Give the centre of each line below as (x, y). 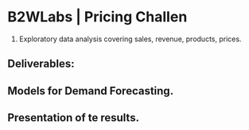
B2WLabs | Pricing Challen (97, 17)
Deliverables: (41, 64)
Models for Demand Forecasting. (91, 91)
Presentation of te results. (74, 118)
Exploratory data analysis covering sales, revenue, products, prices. (130, 39)
